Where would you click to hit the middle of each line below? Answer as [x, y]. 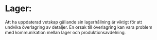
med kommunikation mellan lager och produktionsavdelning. [65, 32]
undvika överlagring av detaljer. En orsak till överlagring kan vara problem [79, 27]
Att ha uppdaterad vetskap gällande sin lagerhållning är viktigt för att [74, 22]
